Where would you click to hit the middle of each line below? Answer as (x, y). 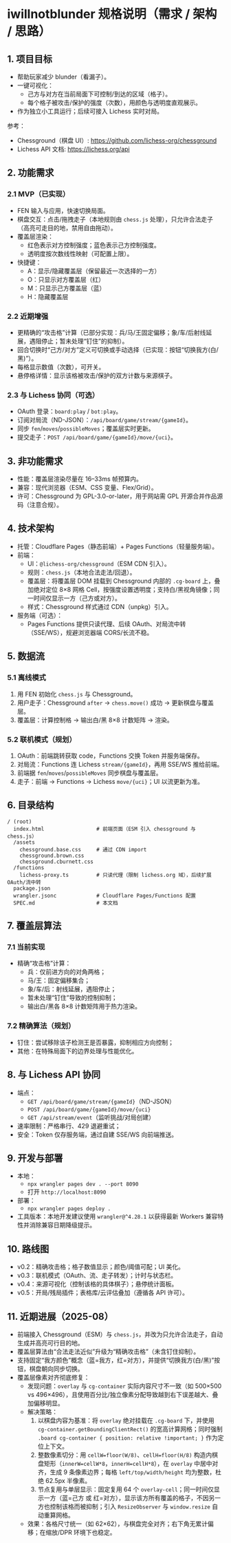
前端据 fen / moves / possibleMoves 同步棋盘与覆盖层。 (90, 773)
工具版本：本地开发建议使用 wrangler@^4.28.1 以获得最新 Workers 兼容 (117, 1216)
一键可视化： (35, 85)
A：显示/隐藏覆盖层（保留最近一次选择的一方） (94, 271)
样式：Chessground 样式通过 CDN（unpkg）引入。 (100, 606)
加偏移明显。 (45, 1403)
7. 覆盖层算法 (34, 926)
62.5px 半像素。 (68, 1480)
